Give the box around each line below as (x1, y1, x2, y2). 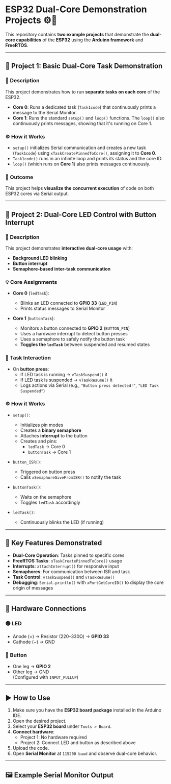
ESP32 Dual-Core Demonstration (5, 4, 148, 15)
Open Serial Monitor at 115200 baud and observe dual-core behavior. (12, 750, 158, 756)
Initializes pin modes (20, 422, 64, 428)
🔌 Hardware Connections (5, 604, 87, 613)
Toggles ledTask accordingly (20, 499, 80, 505)
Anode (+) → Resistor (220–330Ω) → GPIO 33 (12, 633, 109, 640)
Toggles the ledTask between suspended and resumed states (20, 341, 150, 348)
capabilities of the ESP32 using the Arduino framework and (16, 37, 144, 43)
